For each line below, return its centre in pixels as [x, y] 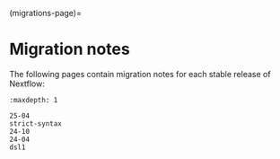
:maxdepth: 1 [34, 100]
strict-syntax [36, 124]
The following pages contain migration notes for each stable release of [140, 74]
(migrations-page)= [46, 13]
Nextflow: [27, 84]
